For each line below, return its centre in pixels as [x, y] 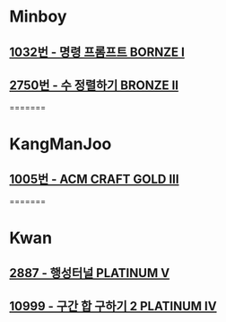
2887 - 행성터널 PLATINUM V [90, 273]
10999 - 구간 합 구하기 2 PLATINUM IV [113, 306]
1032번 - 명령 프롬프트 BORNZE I [97, 52]
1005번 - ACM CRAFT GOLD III [94, 179]
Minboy [38, 17]
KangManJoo [61, 143]
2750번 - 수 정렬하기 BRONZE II [94, 85]
